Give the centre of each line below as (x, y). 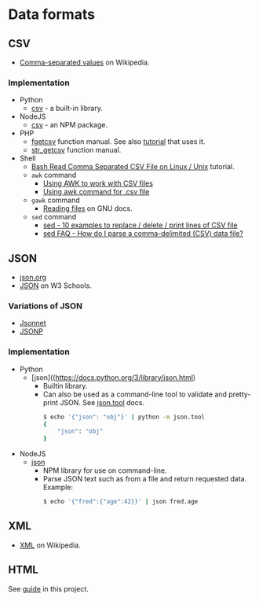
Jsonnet (33, 323)
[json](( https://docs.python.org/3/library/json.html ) (113, 377)
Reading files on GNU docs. (88, 208)
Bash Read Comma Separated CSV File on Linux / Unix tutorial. (133, 167)
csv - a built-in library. (67, 109)
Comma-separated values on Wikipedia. (84, 62)
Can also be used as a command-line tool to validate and (135, 394)
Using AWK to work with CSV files (98, 183)
